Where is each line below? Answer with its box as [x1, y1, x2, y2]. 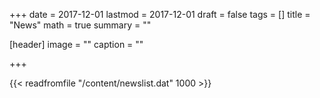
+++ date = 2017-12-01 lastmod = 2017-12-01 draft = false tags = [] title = [9, 9, 311, 20]
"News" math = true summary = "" [9, 19, 152, 31]
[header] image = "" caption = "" [9, 39, 144, 50]
